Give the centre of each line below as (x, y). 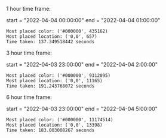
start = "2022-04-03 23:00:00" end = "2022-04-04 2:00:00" (82, 64)
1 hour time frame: (28, 9)
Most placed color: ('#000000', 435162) (57, 31)
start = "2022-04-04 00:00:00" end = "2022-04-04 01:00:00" (83, 20)
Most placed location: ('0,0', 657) (52, 37)
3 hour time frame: (29, 53)
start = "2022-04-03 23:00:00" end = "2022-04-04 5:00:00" (82, 109)
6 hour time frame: (29, 97)
